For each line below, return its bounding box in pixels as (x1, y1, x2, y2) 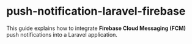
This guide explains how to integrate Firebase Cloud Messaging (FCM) (6, 24, 186, 32)
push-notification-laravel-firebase (6, 4, 186, 18)
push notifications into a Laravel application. (6, 31, 118, 38)
